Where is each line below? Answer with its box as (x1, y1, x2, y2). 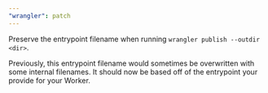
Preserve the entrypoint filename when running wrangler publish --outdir (8, 34, 261, 44)
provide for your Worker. (8, 75, 91, 85)
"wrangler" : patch (8, 11, 71, 20)
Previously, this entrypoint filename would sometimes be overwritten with (8, 58, 255, 68)
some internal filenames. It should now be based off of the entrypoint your (8, 66, 258, 77)
